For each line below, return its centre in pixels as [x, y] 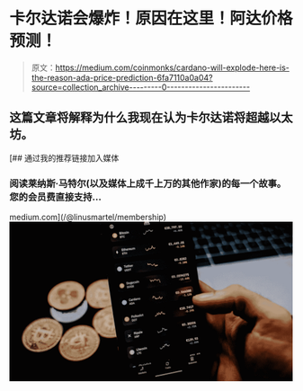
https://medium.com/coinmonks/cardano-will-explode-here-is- [173, 67]
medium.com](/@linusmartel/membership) [88, 218]
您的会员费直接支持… [55, 197]
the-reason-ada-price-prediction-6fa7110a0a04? [122, 77]
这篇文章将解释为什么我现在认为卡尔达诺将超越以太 [151, 118]
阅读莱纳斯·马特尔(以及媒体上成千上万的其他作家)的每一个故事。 [148, 183]
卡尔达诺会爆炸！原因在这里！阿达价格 [151, 18]
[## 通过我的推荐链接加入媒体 [64, 157]
